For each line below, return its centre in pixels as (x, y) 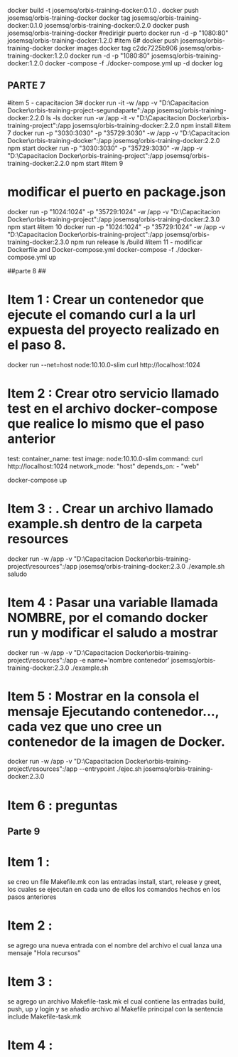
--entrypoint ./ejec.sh (110, 769)
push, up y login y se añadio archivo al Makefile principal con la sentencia (115, 1009)
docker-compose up (37, 480)
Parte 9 (24, 832)
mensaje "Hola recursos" (44, 952)
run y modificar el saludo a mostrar (113, 632)
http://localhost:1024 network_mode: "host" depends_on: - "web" (103, 466)
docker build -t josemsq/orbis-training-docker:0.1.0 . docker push (103, 10)
